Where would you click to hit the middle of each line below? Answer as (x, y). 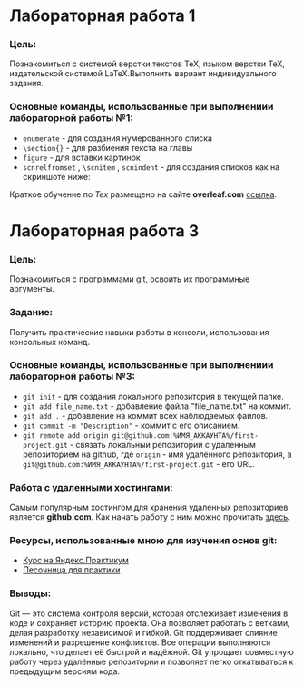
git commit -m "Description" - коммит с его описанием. (131, 425)
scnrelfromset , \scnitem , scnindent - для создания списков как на (151, 167)
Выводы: (30, 593)
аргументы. (32, 289)
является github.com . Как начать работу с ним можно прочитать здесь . (150, 517)
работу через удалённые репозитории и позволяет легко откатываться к (151, 661)
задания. (26, 84)
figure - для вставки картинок (81, 157)
